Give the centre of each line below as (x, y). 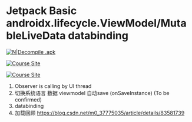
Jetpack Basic (42, 11)
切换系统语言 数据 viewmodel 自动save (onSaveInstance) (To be (92, 93)
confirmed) (28, 99)
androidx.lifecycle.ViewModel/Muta (96, 23)
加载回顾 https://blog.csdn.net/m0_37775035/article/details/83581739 (100, 113)
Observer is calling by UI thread (53, 86)
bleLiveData (36, 36)
